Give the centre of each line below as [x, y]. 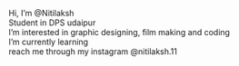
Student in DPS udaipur [52, 23]
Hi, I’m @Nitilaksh [41, 13]
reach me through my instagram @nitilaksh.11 [93, 52]
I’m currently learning [48, 42]
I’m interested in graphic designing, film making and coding [119, 32]
